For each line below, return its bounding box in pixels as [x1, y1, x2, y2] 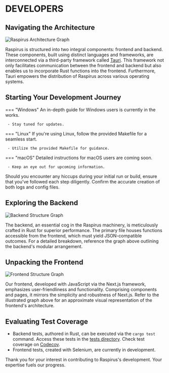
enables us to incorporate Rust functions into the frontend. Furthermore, [5, 68, 156, 74]
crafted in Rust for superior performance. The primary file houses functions [5, 227, 163, 233]
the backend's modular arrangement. [5, 243, 83, 249]
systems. [5, 79, 24, 84]
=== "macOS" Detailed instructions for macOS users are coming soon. [5, 155, 153, 161]
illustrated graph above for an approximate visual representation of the [5, 297, 153, 303]
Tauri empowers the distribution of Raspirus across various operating [5, 73, 150, 79]
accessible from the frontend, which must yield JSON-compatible [5, 232, 142, 239]
